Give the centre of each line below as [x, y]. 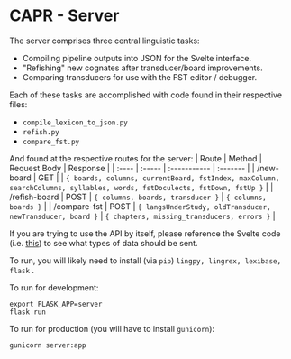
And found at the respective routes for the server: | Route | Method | [136, 158]
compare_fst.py [51, 142]
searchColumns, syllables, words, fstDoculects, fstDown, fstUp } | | [141, 187]
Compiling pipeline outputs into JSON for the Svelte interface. [137, 58]
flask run [28, 312]
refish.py [41, 132]
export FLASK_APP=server [56, 304]
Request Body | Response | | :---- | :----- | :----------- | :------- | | [132, 168]
